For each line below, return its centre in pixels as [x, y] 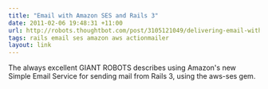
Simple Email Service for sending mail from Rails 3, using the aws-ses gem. [132, 76]
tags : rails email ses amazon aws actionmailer [89, 38]
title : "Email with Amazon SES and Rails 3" [83, 15]
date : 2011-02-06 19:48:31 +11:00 [66, 23]
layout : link [30, 45]
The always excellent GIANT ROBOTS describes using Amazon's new [122, 68]
